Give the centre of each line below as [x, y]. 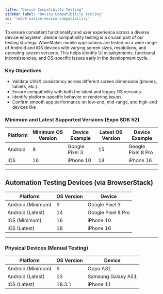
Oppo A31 [99, 269]
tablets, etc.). [25, 86]
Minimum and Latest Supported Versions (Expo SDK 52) [72, 119]
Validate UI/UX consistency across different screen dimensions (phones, [84, 81]
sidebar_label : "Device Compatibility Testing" [54, 14]
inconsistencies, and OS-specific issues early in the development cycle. [77, 58]
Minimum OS [48, 132]
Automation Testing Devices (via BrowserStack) [79, 183]
